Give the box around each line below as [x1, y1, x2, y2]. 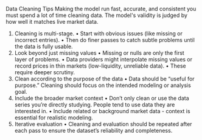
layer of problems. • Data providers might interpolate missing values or [14, 56, 193, 63]
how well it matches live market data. [5, 18, 99, 25]
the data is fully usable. [14, 43, 74, 50]
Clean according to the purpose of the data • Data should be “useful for [14, 75, 195, 82]
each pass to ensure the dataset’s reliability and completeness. [14, 127, 173, 134]
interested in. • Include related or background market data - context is [14, 108, 190, 114]
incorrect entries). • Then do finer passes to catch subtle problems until [14, 37, 195, 43]
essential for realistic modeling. [14, 114, 94, 121]
